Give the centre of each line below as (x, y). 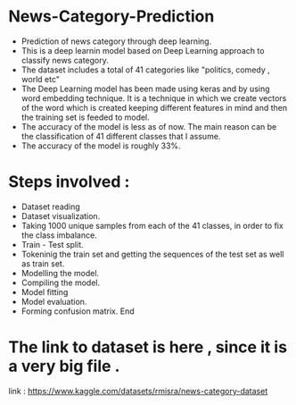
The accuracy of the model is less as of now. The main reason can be (149, 126)
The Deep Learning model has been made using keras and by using (145, 89)
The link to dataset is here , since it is (148, 347)
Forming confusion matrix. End (78, 311)
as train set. (43, 263)
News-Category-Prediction (111, 17)
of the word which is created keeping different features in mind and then (154, 107)
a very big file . (64, 366)
